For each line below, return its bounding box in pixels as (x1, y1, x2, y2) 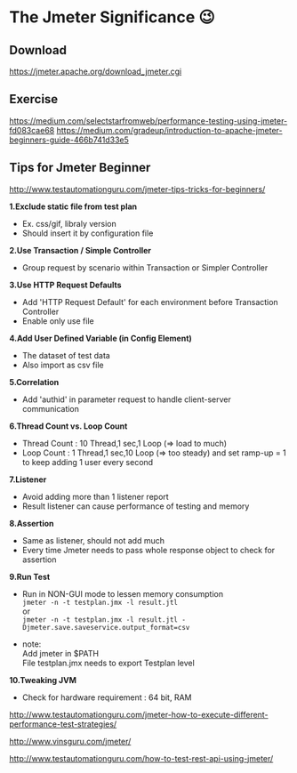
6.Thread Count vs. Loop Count (9, 421, 128, 431)
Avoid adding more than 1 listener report (21, 491, 169, 502)
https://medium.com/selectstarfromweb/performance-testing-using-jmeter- (9, 115, 288, 126)
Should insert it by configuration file (21, 228, 154, 238)
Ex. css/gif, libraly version (21, 218, 117, 229)
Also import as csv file (21, 359, 104, 370)
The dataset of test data (21, 350, 111, 360)
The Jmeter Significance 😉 (9, 7, 215, 28)
